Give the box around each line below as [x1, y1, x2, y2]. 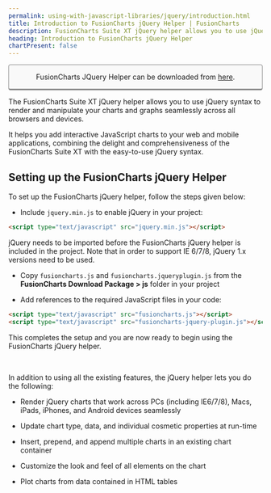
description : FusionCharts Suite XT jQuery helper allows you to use [8, 27, 248, 35]
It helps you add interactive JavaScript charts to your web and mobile [8, 130, 240, 140]
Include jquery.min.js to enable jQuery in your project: [19, 207, 203, 217]
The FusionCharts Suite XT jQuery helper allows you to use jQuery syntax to [8, 97, 261, 107]
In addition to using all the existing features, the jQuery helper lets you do [8, 373, 252, 382]
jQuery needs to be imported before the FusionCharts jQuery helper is [8, 238, 241, 247]
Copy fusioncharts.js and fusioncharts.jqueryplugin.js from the [19, 270, 242, 280]
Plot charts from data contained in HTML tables [19, 476, 178, 486]
